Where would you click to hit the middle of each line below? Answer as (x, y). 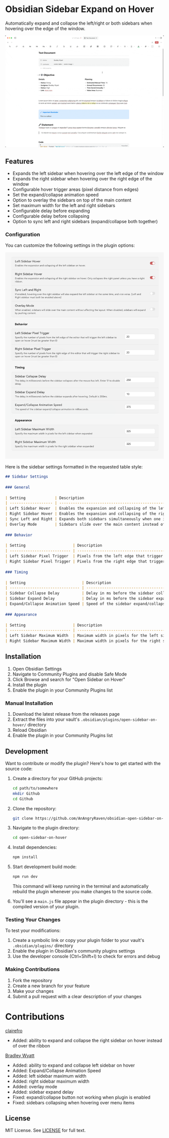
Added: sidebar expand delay (43, 1092)
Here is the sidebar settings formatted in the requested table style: (74, 467)
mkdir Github (26, 793)
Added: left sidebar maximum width (49, 1076)
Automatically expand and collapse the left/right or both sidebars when (79, 23)
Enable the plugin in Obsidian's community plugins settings (74, 951)
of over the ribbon (31, 1046)
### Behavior (19, 535)
